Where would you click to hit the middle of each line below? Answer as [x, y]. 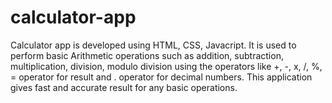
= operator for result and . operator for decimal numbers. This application [161, 77]
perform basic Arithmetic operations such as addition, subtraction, [147, 55]
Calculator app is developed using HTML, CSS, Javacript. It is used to [153, 45]
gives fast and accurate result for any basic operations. [124, 87]
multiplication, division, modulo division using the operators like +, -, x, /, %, [166, 66]
